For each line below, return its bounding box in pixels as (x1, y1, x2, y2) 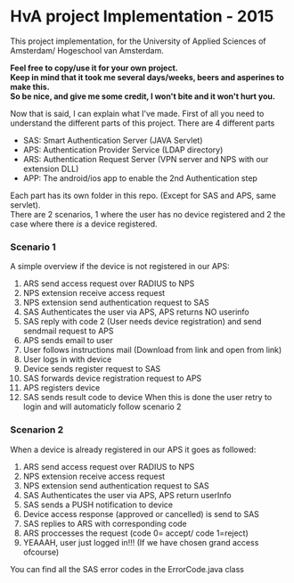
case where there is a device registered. (10, 218, 158, 229)
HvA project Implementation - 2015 (10, 6, 274, 27)
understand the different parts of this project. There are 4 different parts (10, 118, 275, 128)
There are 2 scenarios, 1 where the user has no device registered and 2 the (10, 209, 286, 219)
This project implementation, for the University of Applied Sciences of (10, 36, 266, 46)
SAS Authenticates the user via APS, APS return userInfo (22, 489, 232, 500)
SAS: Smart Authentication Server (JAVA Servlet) (22, 135, 203, 145)
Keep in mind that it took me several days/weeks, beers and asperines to (10, 71, 284, 82)
